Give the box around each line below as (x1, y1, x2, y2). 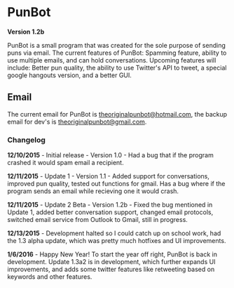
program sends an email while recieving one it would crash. (7, 187, 179, 195)
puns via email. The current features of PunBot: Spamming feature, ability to (7, 48, 227, 57)
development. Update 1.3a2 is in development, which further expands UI (7, 258, 216, 266)
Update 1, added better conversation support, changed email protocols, (7, 208, 214, 216)
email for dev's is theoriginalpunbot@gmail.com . (7, 117, 147, 126)
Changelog (7, 135, 46, 145)
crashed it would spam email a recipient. (7, 159, 124, 167)
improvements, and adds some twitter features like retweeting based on (7, 265, 215, 274)
